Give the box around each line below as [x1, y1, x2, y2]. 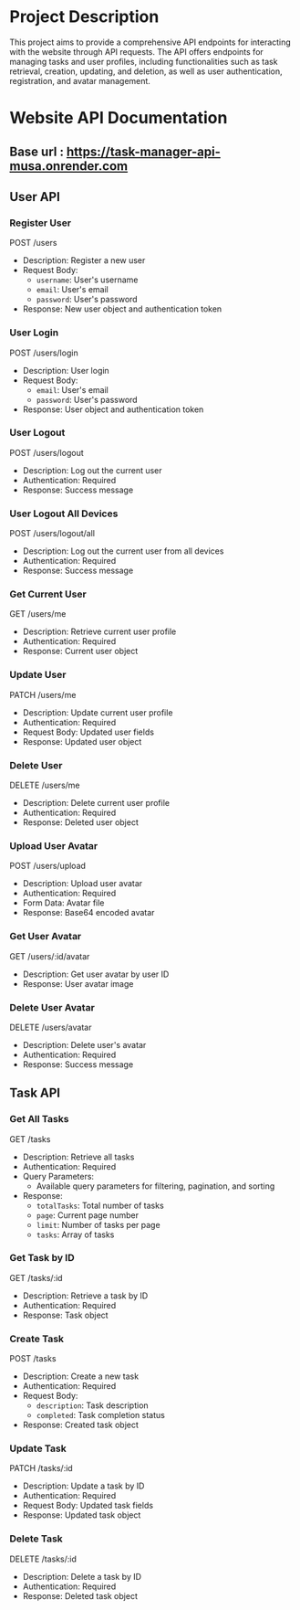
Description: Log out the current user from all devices [22, 545, 224, 556]
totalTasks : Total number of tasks [36, 1200, 164, 1211]
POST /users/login [9, 347, 79, 358]
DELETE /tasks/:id [9, 1553, 78, 1564]
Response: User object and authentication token [22, 404, 204, 415]
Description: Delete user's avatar [22, 1039, 147, 1050]
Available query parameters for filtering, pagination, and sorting [36, 1181, 275, 1192]
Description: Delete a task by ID [22, 1571, 142, 1582]
